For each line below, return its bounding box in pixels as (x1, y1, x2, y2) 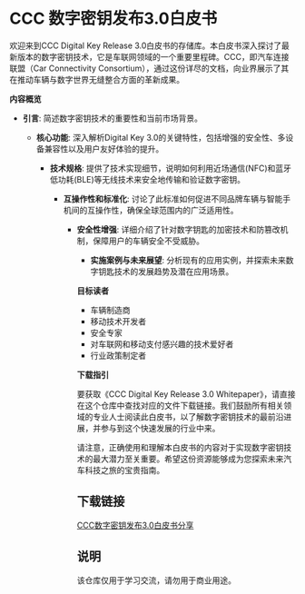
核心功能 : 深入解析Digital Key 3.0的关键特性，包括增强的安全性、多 (35, 132, 286, 143)
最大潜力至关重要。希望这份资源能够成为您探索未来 (92, 453, 284, 464)
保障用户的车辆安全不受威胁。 (92, 235, 204, 246)
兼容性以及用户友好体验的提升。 (44, 143, 164, 154)
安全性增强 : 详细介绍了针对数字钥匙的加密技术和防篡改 (76, 223, 280, 234)
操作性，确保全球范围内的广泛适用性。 (94, 204, 239, 215)
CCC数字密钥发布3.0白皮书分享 (76, 520, 194, 530)
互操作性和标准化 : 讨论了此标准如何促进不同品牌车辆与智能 (63, 193, 283, 204)
